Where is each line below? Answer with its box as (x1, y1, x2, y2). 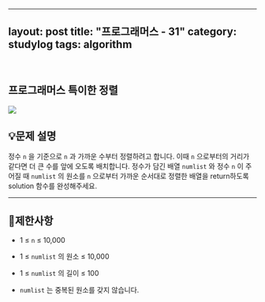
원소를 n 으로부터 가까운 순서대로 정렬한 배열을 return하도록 (65, 171, 250, 181)
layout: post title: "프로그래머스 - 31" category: (8, 25, 237, 39)
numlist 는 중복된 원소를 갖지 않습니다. (19, 285, 140, 295)
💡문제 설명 (8, 129, 57, 143)
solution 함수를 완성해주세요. (8, 181, 97, 191)
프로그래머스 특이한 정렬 (8, 84, 118, 97)
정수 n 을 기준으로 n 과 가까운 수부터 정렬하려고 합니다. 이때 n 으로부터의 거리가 (8, 151, 250, 162)
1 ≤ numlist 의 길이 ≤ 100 (19, 269, 99, 278)
